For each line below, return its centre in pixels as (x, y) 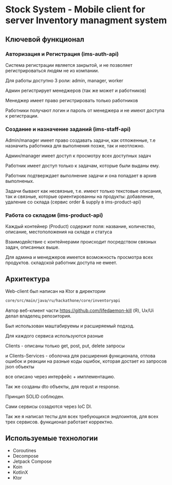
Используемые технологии (52, 438)
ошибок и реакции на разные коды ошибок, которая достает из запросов (86, 361)
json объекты (20, 367)
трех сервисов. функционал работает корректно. (60, 422)
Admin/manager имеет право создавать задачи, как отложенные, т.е (80, 140)
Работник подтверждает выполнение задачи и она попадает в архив (81, 176)
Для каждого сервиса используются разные (54, 336)
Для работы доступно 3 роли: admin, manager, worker (64, 80)
